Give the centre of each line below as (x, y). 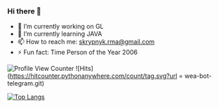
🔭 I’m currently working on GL (60, 27)
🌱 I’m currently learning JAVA (60, 34)
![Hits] (84, 69)
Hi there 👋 (25, 11)
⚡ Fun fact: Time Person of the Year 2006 (78, 53)
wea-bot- (198, 76)
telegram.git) (26, 83)
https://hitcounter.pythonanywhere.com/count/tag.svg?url (93, 76)
